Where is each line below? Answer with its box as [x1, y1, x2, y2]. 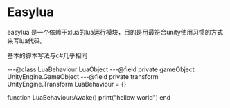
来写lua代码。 [7, 36, 46, 45]
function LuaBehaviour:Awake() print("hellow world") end [7, 93, 171, 101]
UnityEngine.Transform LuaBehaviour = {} [7, 80, 127, 88]
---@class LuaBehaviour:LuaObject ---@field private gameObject [7, 65, 195, 73]
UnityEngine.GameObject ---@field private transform [7, 72, 159, 80]
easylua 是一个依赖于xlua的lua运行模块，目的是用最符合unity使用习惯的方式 [7, 28, 224, 36]
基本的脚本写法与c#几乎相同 [7, 51, 88, 60]
